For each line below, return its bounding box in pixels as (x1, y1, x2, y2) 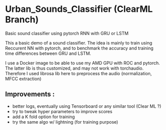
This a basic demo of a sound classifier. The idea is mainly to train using (5, 40, 153, 45)
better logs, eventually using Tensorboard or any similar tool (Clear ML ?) (12, 103, 162, 109)
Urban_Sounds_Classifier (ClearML (5, 3, 153, 15)
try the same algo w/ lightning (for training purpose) (12, 119, 118, 125)
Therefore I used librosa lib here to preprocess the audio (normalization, (5, 70, 152, 76)
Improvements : (5, 90, 55, 98)
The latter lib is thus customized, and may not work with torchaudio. (5, 65, 144, 71)
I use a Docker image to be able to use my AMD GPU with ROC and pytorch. (5, 60, 160, 66)
